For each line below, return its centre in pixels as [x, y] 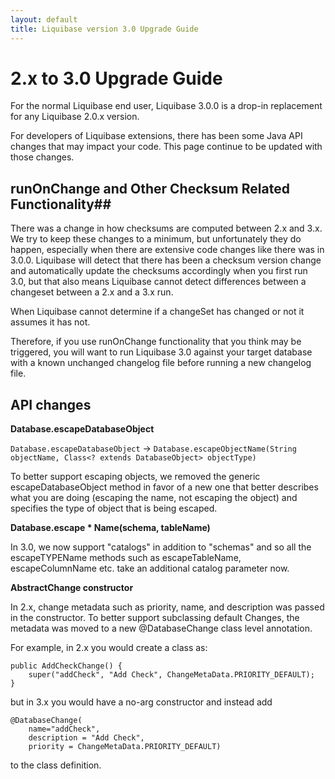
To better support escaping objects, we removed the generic [135, 477]
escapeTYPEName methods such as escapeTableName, [126, 558]
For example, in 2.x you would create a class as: [109, 648]
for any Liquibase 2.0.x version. [75, 117]
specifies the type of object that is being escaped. [114, 508]
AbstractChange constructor [72, 588]
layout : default [44, 19]
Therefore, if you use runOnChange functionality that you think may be [156, 342]
